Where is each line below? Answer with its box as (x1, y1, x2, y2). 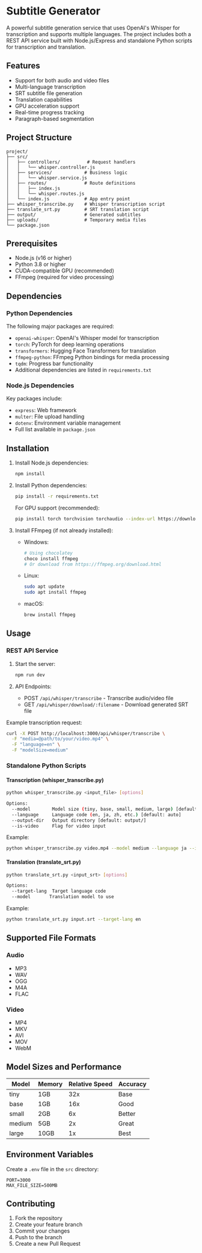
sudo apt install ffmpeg (23, 590, 87, 596)
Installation (6, 443, 49, 454)
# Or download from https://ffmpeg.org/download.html (23, 561, 162, 567)
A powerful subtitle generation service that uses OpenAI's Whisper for (6, 24, 180, 31)
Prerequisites (6, 238, 58, 248)
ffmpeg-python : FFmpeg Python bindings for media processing (14, 354, 170, 361)
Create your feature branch (14, 1221, 83, 1228)
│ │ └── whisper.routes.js (6, 191, 85, 197)
